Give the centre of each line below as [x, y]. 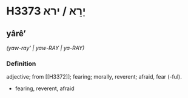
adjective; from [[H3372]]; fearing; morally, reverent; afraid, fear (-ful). [94, 77]
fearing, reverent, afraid [45, 88]
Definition [21, 64]
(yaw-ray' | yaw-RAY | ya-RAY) [45, 48]
